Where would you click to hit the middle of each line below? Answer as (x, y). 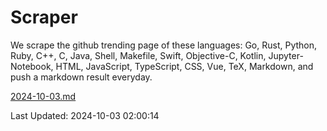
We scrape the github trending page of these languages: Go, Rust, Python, (164, 45)
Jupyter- (286, 55)
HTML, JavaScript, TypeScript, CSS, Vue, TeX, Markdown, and (184, 66)
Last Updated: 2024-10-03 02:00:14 (85, 115)
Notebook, (32, 66)
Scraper (44, 17)
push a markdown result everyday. (81, 77)
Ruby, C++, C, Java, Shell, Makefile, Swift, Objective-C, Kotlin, (138, 55)
